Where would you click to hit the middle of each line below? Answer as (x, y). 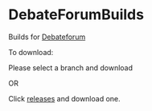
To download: (31, 52)
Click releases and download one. (64, 98)
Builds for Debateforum (47, 37)
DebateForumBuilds (76, 15)
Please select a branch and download (71, 67)
